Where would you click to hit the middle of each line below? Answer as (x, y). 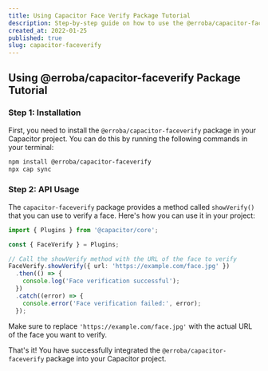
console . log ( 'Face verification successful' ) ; (101, 281)
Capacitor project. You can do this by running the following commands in (128, 138)
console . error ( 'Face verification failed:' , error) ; (112, 303)
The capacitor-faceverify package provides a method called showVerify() (132, 207)
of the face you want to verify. (58, 334)
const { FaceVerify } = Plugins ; (64, 244)
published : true (35, 38)
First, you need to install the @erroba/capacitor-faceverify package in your (132, 130)
